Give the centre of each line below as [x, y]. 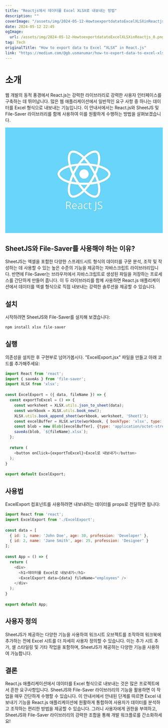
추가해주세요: [27, 363]
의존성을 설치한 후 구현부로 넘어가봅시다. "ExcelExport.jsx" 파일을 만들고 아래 [81, 357]
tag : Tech [15, 43]
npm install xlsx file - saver [35, 327]
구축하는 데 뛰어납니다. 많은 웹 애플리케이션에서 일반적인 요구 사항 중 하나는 [78, 101]
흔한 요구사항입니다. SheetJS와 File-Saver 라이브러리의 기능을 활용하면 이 [83, 690]
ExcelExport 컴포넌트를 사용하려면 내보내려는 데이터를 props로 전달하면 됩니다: [83, 504]
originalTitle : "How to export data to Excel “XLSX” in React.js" [76, 48]
